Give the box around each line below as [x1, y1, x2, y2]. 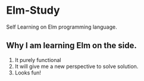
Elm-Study [6, 4, 61, 17]
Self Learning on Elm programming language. [6, 23, 117, 30]
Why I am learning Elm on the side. [6, 40, 137, 51]
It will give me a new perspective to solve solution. [14, 63, 139, 70]
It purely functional [14, 56, 61, 63]
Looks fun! [14, 69, 42, 76]
